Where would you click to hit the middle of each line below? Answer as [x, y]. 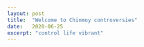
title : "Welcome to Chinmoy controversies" [72, 20]
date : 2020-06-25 [35, 26]
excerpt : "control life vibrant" [55, 33]
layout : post [26, 13]
